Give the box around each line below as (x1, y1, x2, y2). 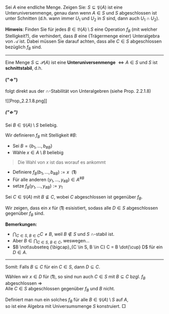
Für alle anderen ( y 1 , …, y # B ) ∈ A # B (12, 175, 84, 183)
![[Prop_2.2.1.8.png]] (5, 98, 47, 104)
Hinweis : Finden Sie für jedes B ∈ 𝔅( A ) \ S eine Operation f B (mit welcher (5, 26, 157, 33)
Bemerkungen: (5, 221, 37, 227)
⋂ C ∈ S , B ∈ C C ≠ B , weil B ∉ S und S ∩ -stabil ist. (12, 231, 115, 238)
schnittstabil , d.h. (5, 65, 43, 71)
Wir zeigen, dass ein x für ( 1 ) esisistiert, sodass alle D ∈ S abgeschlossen (5, 205, 158, 211)
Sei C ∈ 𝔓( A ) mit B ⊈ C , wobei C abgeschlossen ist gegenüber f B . (5, 194, 143, 201)
